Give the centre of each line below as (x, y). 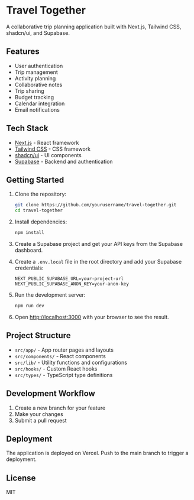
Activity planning (35, 78)
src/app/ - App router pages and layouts (64, 350)
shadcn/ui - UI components (48, 155)
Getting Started (35, 180)
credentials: (29, 268)
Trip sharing (29, 91)
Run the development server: (50, 295)
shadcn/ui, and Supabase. (38, 33)
